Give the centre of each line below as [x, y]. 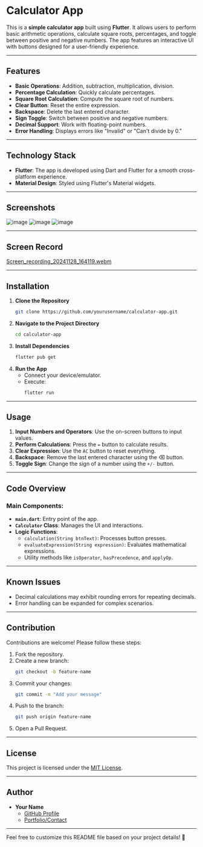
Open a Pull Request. [41, 728]
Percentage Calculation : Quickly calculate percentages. [85, 92]
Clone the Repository [42, 301]
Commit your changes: [43, 683]
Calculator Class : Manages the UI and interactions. [79, 525]
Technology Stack [41, 156]
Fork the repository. [40, 654]
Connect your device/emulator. [63, 375]
